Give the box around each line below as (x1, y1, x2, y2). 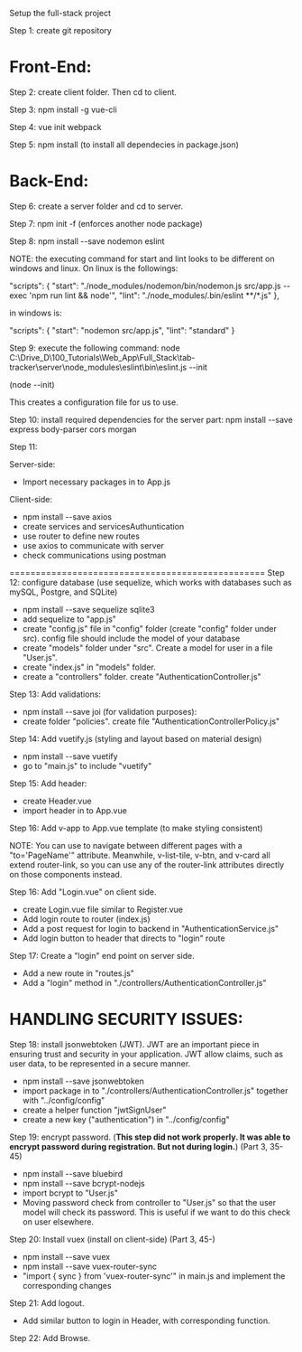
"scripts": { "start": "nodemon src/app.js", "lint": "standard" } (9, 324, 235, 335)
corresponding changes (22, 1280, 112, 1291)
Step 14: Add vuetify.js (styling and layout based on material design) (9, 733, 262, 744)
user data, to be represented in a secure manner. (9, 1057, 191, 1069)
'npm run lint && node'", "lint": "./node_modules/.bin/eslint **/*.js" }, (29, 289, 279, 301)
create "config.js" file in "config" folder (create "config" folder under (22, 623, 278, 634)
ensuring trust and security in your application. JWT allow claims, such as (9, 1048, 284, 1059)
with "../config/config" (22, 1094, 105, 1105)
